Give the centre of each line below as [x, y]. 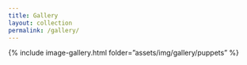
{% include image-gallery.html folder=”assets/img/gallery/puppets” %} [123, 53]
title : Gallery [33, 15]
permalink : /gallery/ [44, 30]
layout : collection [40, 23]
